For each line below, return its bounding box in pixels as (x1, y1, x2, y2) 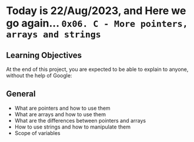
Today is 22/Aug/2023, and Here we (6, 4, 186, 18)
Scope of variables (14, 129, 61, 136)
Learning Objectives (6, 50, 82, 60)
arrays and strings (6, 29, 101, 40)
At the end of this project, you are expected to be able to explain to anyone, (6, 66, 189, 73)
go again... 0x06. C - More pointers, (6, 16, 188, 30)
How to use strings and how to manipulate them (14, 123, 131, 130)
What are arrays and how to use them (14, 110, 106, 118)
